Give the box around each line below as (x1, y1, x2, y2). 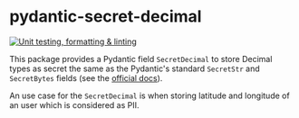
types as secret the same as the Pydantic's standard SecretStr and (9, 63, 260, 74)
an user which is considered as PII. (9, 99, 140, 110)
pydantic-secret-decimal (9, 6, 202, 27)
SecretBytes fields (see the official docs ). (9, 72, 163, 83)
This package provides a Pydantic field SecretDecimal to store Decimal (9, 53, 273, 64)
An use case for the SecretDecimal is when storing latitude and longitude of (9, 90, 290, 101)
